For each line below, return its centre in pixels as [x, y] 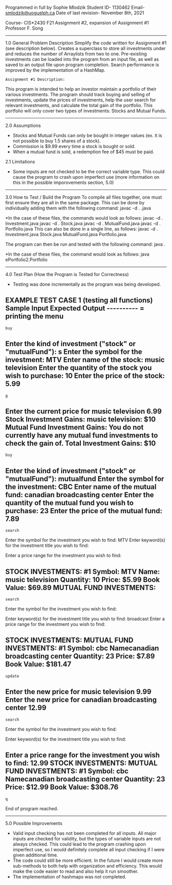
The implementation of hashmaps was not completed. [69, 877]
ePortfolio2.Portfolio [26, 260]
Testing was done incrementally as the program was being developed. [87, 284]
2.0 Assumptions [23, 125]
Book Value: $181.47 [38, 665]
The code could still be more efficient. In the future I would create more [88, 860]
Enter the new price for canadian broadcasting [81, 700]
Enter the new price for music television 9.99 [79, 692]
